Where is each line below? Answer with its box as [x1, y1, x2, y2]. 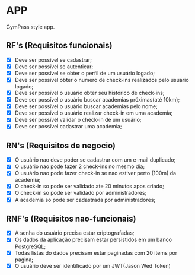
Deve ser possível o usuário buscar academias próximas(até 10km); [14, 96, 180, 103]
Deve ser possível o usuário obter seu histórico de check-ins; [14, 90, 165, 96]
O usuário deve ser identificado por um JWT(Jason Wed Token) [14, 262, 171, 269]
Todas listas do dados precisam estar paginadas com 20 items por [14, 249, 178, 256]
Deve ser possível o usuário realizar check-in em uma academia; [14, 109, 173, 116]
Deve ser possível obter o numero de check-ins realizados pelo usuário [14, 76, 189, 83]
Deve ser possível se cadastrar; [14, 56, 92, 63]
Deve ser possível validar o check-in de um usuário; [14, 116, 142, 124]
